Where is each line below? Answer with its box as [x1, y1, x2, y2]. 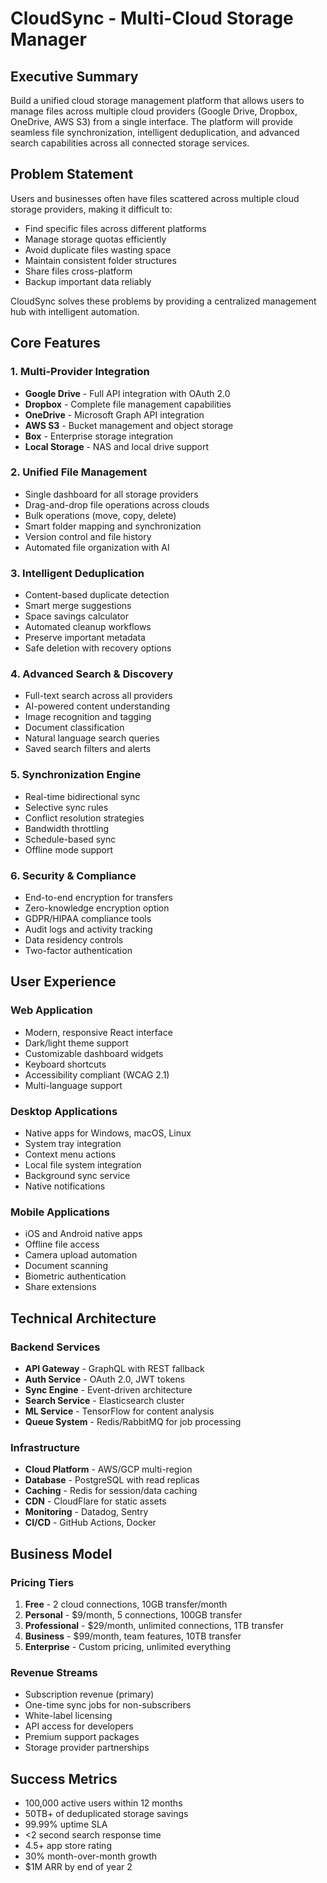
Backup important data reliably [24, 275, 152, 287]
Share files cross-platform [24, 265, 133, 277]
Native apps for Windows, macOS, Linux [24, 1127, 192, 1139]
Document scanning [24, 1260, 108, 1272]
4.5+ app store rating [24, 1840, 112, 1852]
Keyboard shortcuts [24, 1058, 107, 1070]
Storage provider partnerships [24, 1742, 150, 1754]
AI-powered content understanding [24, 700, 171, 712]
